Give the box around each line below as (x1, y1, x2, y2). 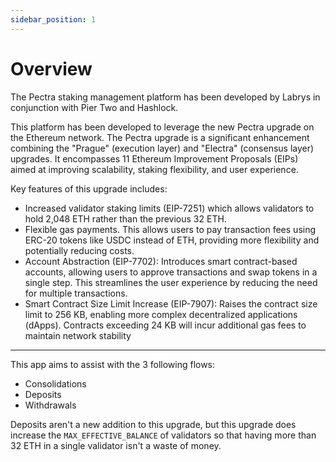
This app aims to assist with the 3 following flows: (10, 358, 216, 370)
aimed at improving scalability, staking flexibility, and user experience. (10, 163, 299, 175)
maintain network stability (24, 329, 132, 341)
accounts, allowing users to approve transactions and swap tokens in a (24, 266, 318, 278)
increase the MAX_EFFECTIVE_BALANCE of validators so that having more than (10, 429, 317, 441)
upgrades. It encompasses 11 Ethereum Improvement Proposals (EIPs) (10, 152, 299, 165)
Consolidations (24, 377, 87, 390)
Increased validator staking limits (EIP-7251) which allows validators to (24, 202, 315, 214)
